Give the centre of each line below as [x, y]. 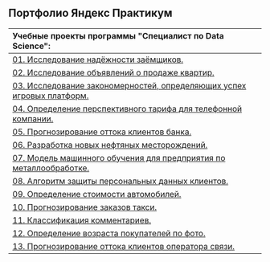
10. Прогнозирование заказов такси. [85, 207]
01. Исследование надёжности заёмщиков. [98, 59]
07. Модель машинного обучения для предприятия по [119, 158]
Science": [31, 46]
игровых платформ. [51, 96]
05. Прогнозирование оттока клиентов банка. [102, 132]
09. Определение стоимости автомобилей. [97, 194]
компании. [33, 118]
